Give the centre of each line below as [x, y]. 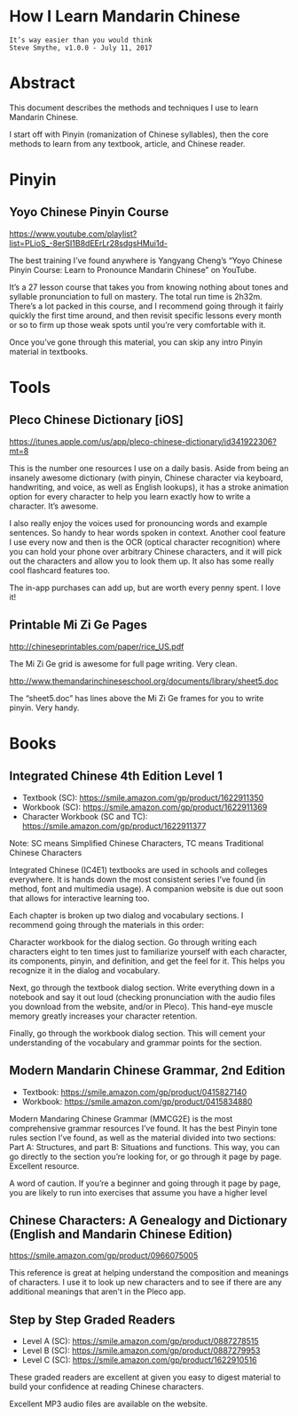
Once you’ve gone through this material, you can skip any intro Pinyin [136, 342]
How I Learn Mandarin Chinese [125, 16]
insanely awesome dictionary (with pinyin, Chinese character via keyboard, [146, 477]
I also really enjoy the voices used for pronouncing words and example [138, 523]
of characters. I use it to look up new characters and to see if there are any [145, 1283]
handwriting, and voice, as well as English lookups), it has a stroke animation [149, 487]
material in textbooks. [49, 351]
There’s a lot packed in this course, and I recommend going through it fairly [146, 306]
